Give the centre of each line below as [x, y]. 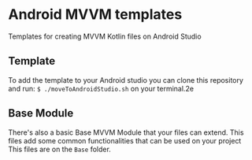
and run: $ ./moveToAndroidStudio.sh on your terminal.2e [101, 88]
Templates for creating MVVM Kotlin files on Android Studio [105, 36]
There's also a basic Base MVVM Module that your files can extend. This [126, 132]
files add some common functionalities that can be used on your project [125, 140]
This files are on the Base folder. [60, 149]
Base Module [41, 113]
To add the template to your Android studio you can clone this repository [126, 80]
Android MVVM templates [95, 15]
